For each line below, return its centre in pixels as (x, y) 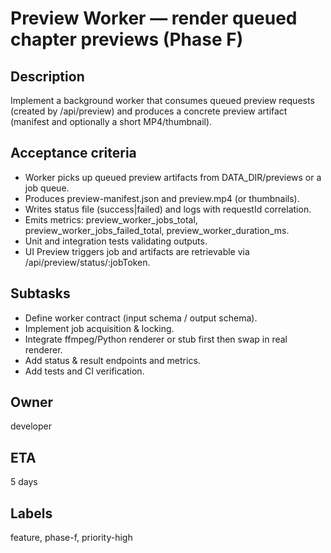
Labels (31, 513)
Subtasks (40, 293)
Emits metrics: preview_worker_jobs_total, (111, 219)
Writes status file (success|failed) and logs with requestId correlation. (168, 209)
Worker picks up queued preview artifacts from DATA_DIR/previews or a (173, 177)
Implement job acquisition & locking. (99, 328)
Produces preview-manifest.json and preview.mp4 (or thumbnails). (162, 198)
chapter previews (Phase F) (127, 39)
